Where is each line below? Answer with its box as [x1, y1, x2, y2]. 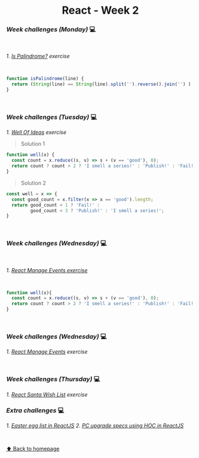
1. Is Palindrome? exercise [6, 53, 70, 60]
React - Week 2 [62, 4, 139, 17]
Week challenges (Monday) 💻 [6, 25, 96, 33]
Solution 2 [20, 179, 46, 186]
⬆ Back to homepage [6, 445, 60, 452]
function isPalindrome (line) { [6, 76, 84, 82]
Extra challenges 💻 [6, 406, 65, 414]
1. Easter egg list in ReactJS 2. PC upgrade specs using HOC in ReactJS [6, 422, 184, 429]
